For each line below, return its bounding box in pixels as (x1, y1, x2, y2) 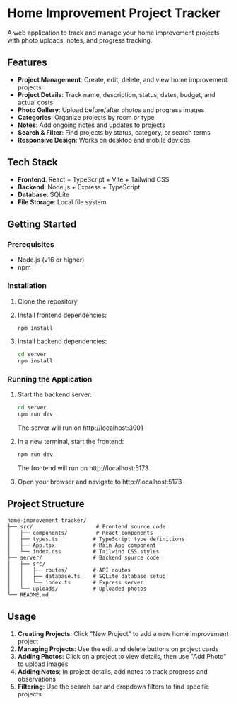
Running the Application (7, 374, 93, 384)
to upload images (17, 660, 69, 668)
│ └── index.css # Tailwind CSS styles (7, 548, 160, 555)
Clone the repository (17, 296, 78, 306)
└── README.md (7, 591, 49, 599)
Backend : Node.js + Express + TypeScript (17, 182, 141, 191)
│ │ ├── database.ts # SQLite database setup (7, 572, 166, 579)
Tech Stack (7, 156, 58, 168)
